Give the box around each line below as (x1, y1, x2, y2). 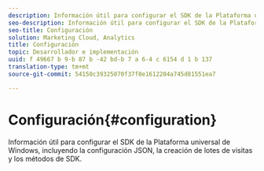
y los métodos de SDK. (8, 154, 82, 163)
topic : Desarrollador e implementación (8, 48, 139, 56)
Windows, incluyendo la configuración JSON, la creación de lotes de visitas (8, 145, 253, 154)
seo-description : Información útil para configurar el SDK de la (8, 19, 226, 27)
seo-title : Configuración (8, 26, 93, 34)
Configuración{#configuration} (8, 111, 218, 128)
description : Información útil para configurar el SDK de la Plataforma (8, 11, 251, 20)
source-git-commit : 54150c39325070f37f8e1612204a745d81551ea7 (8, 70, 216, 78)
